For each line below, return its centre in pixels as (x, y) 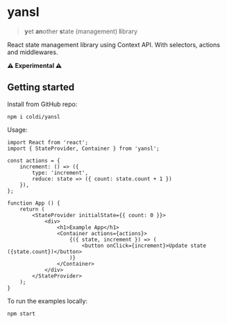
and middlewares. (33, 52)
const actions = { (34, 160)
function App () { (34, 203)
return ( (32, 209)
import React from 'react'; (48, 142)
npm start (22, 314)
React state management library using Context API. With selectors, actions (114, 44)
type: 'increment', (60, 173)
